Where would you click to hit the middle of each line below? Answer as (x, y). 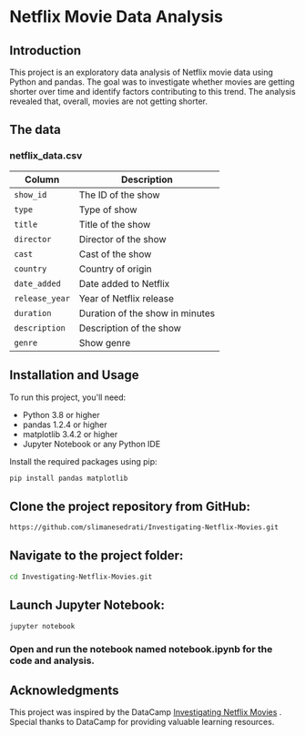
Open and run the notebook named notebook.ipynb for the (141, 649)
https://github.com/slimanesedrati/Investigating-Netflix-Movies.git (144, 527)
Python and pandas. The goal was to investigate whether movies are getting (152, 82)
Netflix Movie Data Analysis (117, 17)
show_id (30, 194)
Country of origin (115, 269)
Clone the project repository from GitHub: (130, 506)
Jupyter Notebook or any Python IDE (91, 444)
